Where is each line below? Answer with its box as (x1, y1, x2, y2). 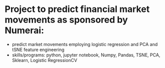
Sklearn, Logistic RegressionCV (12, 57, 77, 63)
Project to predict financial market (5, 3, 150, 15)
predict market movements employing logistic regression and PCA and (12, 41, 158, 47)
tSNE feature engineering (12, 46, 65, 52)
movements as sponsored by (5, 14, 128, 25)
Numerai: (5, 25, 45, 36)
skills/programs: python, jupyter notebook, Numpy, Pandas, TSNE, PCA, (12, 51, 160, 58)
